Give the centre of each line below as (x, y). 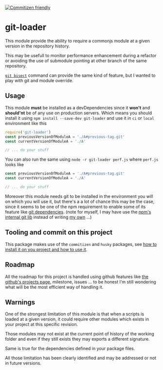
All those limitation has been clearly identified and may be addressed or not (81, 358)
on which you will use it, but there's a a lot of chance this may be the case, (80, 201)
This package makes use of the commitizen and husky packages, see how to (81, 244)
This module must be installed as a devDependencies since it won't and (77, 108)
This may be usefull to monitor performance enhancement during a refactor (81, 55)
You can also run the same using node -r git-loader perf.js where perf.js (82, 159)
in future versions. (23, 363)
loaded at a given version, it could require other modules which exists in (77, 319)
